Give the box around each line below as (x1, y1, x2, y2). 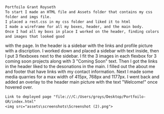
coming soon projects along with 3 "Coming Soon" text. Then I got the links (5, 58, 158, 64)
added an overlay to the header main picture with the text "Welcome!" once (5, 79, 158, 85)
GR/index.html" (5, 99, 36, 104)
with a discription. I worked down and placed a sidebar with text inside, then (5, 48, 160, 53)
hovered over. (5, 84, 33, 90)
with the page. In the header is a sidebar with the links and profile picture (5, 43, 153, 48)
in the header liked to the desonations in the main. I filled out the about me (5, 64, 156, 69)
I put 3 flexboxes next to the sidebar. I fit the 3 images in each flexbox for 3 (5, 53, 157, 59)
